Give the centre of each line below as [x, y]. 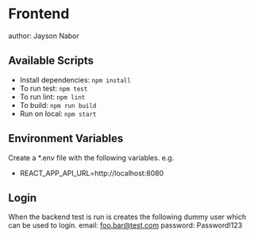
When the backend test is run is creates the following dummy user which [127, 217]
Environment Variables [66, 138]
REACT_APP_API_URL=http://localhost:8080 [92, 173]
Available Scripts [51, 61]
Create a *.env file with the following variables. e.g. [91, 157]
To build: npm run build [58, 105]
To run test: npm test [54, 88]
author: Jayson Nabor [44, 36]
